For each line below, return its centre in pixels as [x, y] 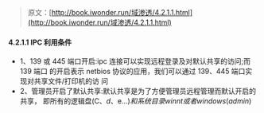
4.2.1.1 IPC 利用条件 [40, 42]
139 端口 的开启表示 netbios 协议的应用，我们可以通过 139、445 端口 [132, 72]
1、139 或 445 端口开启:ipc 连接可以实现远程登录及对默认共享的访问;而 [135, 61]
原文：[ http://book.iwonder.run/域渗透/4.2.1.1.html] [110, 12]
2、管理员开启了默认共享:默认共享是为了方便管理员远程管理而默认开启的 [138, 92]
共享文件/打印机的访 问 [71, 81]
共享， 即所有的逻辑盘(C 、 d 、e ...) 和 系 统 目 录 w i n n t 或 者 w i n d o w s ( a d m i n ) [136, 101]
